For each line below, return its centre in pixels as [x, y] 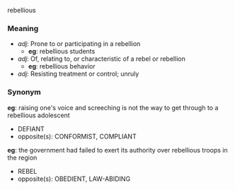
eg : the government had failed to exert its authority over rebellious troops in [117, 150]
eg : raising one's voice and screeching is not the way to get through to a [113, 107]
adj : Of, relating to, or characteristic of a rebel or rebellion [101, 59]
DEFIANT [31, 129]
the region [22, 158]
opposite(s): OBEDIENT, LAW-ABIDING [74, 179]
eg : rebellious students [62, 52]
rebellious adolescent [39, 115]
